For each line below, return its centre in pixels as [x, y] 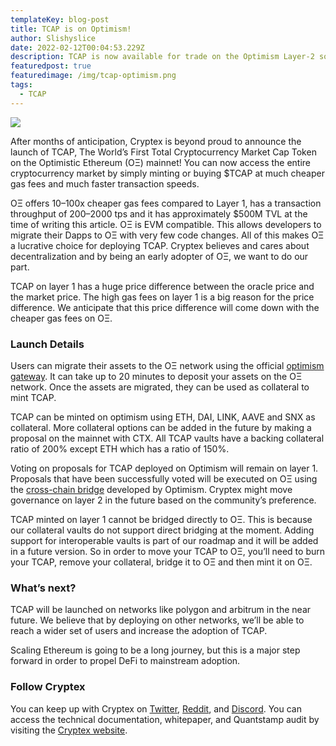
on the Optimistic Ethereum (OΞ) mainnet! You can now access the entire [161, 162]
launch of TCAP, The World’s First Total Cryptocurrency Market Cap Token [163, 152]
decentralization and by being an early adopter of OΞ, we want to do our [159, 256]
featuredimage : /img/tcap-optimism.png [93, 76]
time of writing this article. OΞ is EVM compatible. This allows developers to [166, 224]
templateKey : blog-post [60, 19]
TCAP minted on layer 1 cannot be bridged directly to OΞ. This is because [161, 519]
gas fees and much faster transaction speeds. [105, 183]
